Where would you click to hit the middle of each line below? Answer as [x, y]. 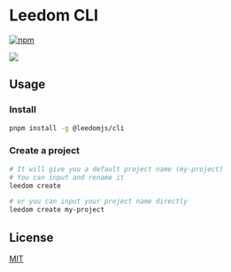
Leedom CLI [54, 16]
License [31, 237]
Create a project [44, 151]
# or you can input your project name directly [99, 202]
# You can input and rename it [67, 177]
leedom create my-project [57, 210]
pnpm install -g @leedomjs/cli [67, 128]
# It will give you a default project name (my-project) [116, 169]
